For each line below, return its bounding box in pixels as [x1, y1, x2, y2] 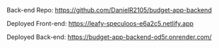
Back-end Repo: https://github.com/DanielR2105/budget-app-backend [6, 6, 213, 14]
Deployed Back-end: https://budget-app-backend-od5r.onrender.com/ [6, 33, 213, 41]
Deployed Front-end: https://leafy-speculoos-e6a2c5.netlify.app [6, 19, 194, 27]
